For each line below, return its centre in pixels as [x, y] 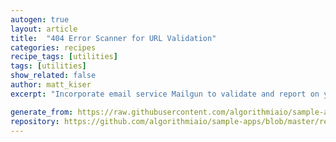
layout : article [44, 29]
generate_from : [42, 112]
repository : [35, 121]
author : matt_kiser [51, 85]
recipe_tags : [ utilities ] [64, 57]
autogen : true [40, 19]
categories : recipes [53, 47]
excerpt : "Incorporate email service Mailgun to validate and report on [165, 94]
